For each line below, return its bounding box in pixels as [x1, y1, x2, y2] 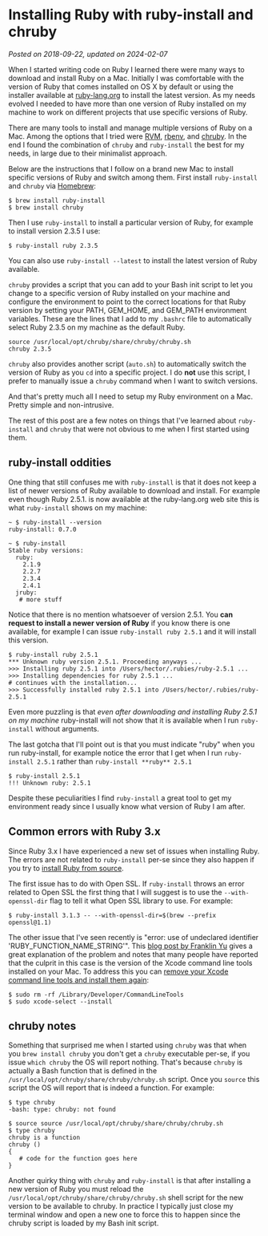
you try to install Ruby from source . [8, 863, 124, 873]
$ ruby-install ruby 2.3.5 [8, 241, 98, 249]
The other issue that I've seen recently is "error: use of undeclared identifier [8, 932, 259, 942]
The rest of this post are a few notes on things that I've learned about [8, 415, 237, 425]
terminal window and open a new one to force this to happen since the [8, 1210, 241, 1220]
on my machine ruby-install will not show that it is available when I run [8, 715, 239, 725]
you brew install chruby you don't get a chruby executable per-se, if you [8, 1049, 250, 1059]
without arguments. [35, 723, 100, 733]
